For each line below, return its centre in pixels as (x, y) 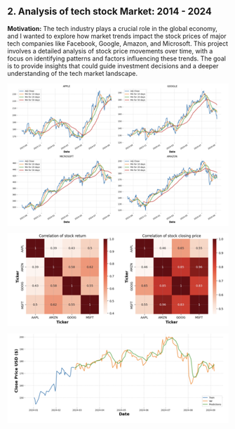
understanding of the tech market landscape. (73, 73)
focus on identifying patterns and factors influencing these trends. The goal (117, 58)
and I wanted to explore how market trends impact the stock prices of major (117, 36)
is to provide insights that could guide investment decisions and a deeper (113, 65)
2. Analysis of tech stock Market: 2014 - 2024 (109, 12)
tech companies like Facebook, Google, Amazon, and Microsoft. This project (118, 43)
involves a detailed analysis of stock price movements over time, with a (110, 51)
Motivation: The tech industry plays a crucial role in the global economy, (112, 28)
